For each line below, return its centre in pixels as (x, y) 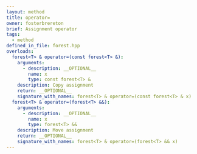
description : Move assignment (56, 130)
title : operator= (28, 18)
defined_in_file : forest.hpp (43, 46)
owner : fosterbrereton (35, 23)
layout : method (26, 12)
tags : (13, 35)
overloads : (20, 52)
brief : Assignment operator (42, 29)
